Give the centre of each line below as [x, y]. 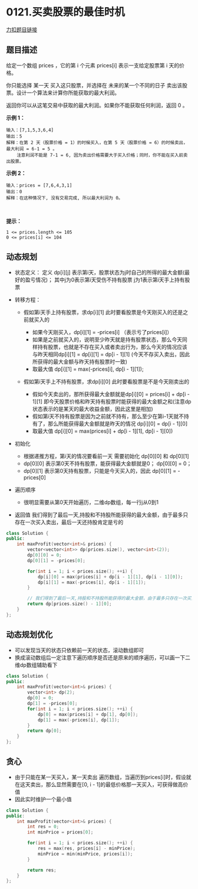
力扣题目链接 [22, 30]
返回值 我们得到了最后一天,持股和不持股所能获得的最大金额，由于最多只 [101, 515]
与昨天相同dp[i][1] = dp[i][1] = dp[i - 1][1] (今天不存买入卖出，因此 [111, 354]
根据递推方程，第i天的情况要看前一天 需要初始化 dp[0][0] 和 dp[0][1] [106, 456]
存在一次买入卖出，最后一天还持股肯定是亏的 [69, 522]
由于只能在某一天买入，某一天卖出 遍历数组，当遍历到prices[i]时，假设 [100, 777]
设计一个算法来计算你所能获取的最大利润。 [68, 93]
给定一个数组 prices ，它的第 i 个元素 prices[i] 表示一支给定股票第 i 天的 [93, 65]
